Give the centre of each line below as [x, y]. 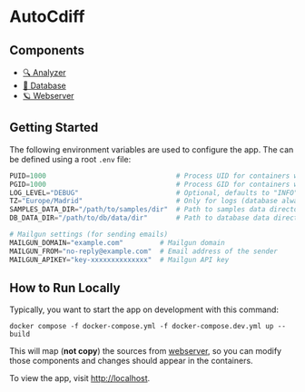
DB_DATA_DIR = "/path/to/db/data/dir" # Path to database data [140, 218]
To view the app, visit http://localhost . [80, 378]
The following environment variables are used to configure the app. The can [152, 149]
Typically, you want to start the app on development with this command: [144, 309]
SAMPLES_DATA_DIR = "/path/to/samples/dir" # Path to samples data [138, 210]
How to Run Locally [65, 288]
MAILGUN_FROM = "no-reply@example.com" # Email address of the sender [144, 251]
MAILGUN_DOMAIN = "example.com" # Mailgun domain [117, 242]
